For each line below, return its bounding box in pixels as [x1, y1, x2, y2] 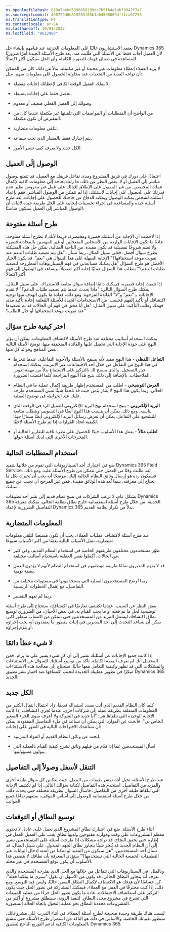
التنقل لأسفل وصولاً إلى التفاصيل [6, 763, 96, 772]
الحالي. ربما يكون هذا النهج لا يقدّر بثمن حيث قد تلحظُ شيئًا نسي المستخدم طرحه [13, 388, 163, 394]
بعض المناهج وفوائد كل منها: [6, 346, 58, 352]
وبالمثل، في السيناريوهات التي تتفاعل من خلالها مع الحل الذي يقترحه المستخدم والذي [6, 868, 164, 874]
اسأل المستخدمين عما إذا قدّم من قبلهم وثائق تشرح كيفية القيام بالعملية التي [13, 743, 156, 749]
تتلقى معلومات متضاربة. [13, 125, 58, 131]
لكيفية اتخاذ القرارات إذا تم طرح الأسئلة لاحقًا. [13, 418, 98, 425]
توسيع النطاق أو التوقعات [6, 813, 75, 821]
